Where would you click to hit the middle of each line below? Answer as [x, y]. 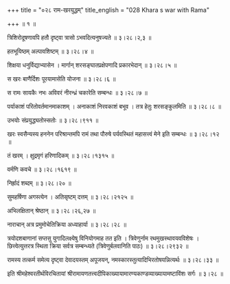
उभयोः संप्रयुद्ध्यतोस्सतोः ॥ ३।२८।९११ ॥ [53, 120]
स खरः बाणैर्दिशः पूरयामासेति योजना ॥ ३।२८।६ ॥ [61, 79]
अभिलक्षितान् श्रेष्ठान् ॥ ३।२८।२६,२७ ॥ [51, 211]
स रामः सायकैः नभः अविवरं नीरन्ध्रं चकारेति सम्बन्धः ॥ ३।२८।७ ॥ [77, 93]
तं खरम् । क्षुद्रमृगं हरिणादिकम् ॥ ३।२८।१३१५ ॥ [61, 155]
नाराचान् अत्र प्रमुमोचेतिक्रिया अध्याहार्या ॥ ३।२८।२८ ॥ [67, 224]
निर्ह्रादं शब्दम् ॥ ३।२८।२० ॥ [39, 183]
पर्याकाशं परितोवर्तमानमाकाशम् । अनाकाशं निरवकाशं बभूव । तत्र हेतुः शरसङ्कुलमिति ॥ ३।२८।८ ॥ [114, 106]
